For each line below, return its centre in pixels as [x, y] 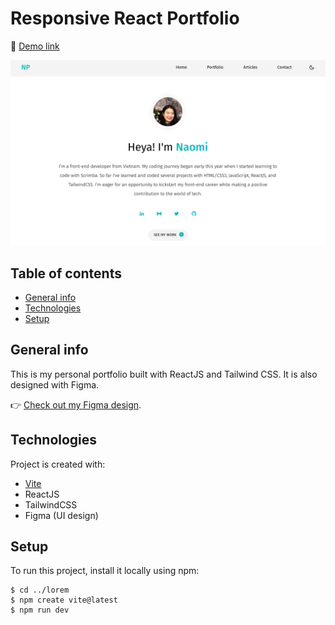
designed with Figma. [55, 384]
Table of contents [66, 273]
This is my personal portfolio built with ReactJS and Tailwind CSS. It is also [164, 374]
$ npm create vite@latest [64, 600]
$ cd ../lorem [40, 590]
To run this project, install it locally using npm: [105, 571]
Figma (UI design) [61, 515]
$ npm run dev [40, 610]
